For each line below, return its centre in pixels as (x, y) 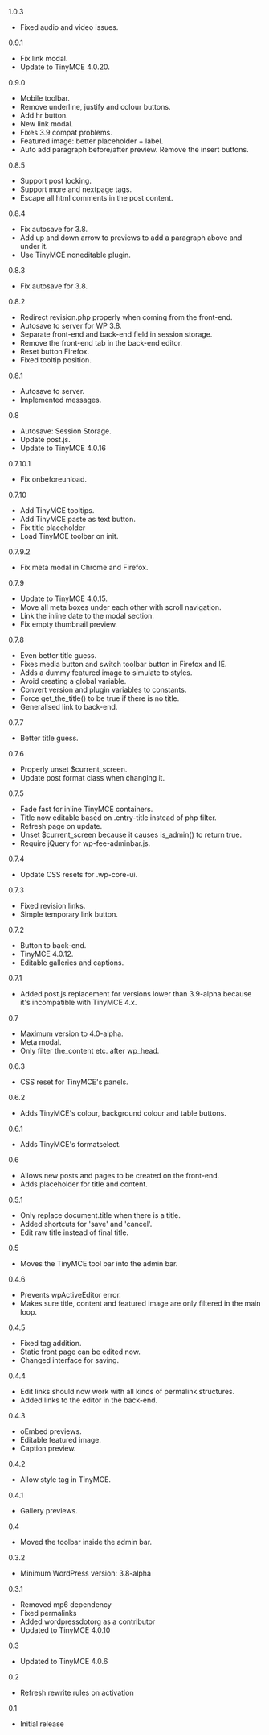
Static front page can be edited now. (80, 1352)
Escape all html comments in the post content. (97, 198)
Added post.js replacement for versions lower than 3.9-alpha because (136, 994)
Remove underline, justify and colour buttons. (95, 107)
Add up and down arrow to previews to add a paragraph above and (131, 238)
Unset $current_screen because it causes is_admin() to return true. (131, 834)
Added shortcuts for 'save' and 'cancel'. (86, 1224)
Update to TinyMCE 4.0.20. (65, 67)
